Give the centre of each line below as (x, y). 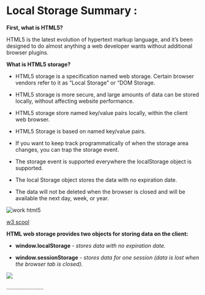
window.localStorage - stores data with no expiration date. (90, 245)
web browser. (32, 119)
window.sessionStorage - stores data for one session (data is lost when (107, 257)
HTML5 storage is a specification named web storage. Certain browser (105, 76)
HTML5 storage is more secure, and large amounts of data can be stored (107, 94)
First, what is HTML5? (35, 28)
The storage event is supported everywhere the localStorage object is (103, 161)
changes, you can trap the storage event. (67, 149)
